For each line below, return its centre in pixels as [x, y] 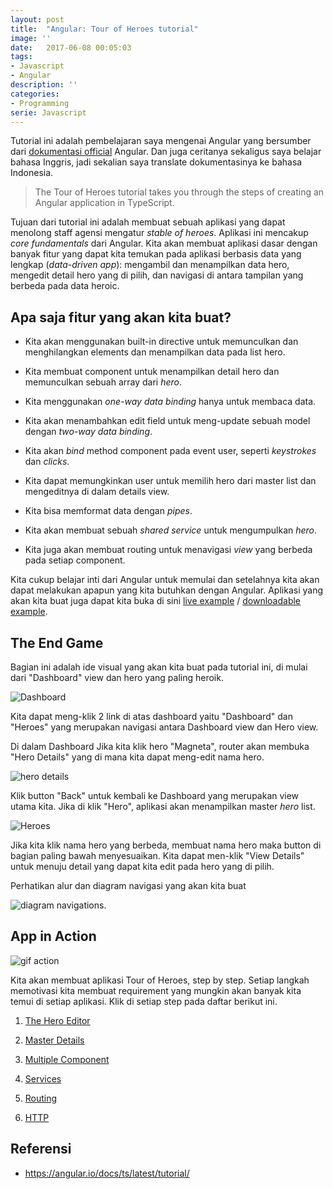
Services [43, 1078]
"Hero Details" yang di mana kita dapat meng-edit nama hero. [137, 757]
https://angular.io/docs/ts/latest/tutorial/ [107, 1173]
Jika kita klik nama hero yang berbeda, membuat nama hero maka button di [166, 845]
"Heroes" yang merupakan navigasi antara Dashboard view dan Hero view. [164, 727]
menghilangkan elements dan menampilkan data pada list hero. [155, 352]
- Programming [40, 103]
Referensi [41, 1149]
